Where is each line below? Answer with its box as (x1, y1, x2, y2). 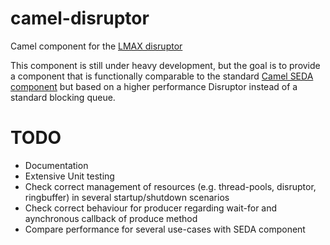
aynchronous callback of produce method (24, 212, 198, 224)
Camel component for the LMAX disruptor (10, 40, 183, 52)
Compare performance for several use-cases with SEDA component (24, 223, 306, 235)
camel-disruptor (10, 7, 150, 30)
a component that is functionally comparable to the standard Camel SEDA (10, 70, 314, 82)
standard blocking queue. (10, 91, 116, 103)
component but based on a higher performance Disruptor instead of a (10, 80, 298, 92)
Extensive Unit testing (24, 170, 115, 182)
